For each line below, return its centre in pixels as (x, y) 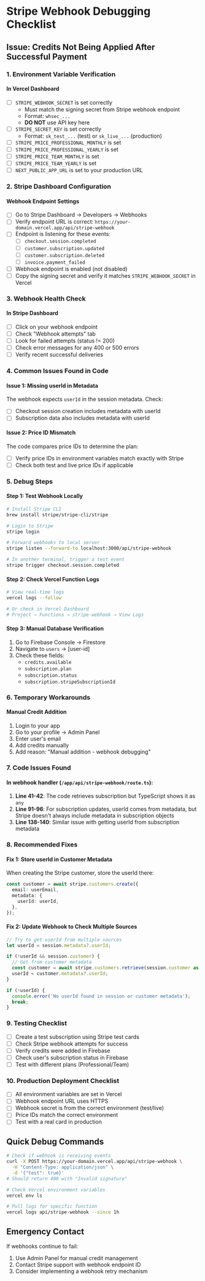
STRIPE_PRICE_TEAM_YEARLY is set (56, 164)
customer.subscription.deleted (64, 255)
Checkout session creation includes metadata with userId (88, 411)
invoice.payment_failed (55, 262)
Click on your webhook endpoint (56, 326)
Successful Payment (47, 57)
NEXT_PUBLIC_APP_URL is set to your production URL (79, 170)
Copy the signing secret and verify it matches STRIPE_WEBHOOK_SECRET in (105, 275)
